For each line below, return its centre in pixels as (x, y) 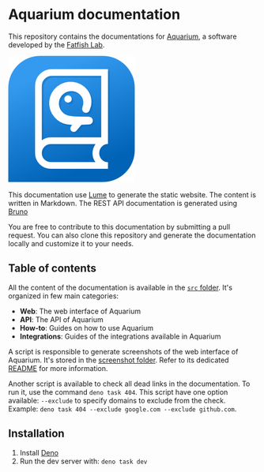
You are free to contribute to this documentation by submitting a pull (119, 227)
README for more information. (58, 368)
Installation (36, 434)
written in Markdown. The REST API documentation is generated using (123, 203)
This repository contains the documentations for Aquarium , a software (123, 36)
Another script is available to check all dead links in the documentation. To (129, 384)
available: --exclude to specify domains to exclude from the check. (117, 400)
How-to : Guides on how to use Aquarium (87, 328)
